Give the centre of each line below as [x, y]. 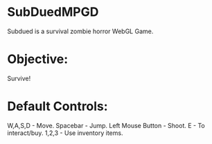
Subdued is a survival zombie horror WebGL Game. [80, 31]
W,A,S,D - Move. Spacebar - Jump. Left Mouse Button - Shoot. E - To [106, 125]
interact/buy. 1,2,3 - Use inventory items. [65, 133]
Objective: [38, 59]
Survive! [19, 78]
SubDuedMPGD [53, 12]
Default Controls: [58, 106]
